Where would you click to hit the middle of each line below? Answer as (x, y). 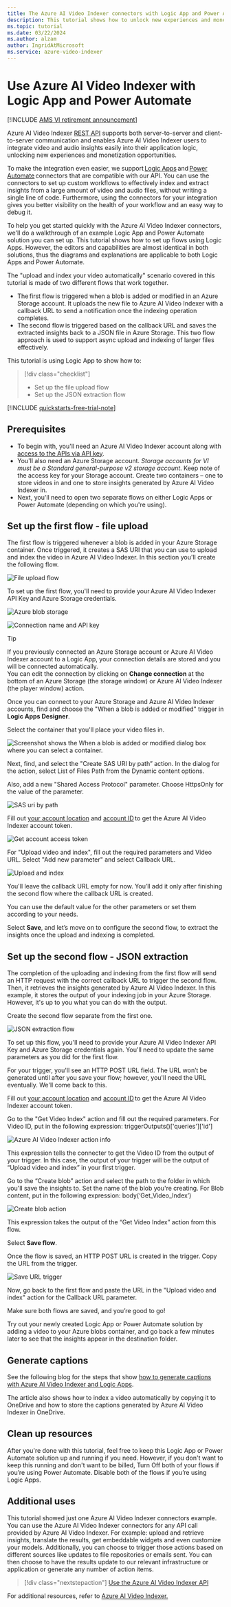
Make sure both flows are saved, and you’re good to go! (86, 1311)
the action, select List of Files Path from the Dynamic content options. (106, 771)
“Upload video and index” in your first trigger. (71, 1168)
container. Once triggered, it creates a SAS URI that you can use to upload (112, 550)
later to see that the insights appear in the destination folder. (92, 1339)
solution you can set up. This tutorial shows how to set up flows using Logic (114, 240)
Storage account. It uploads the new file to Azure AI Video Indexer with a (120, 303)
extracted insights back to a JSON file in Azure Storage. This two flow (116, 332)
